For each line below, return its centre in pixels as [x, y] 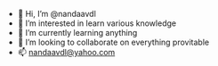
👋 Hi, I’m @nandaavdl [57, 14]
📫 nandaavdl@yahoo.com [66, 52]
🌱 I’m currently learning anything [77, 33]
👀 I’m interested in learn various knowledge [97, 23]
